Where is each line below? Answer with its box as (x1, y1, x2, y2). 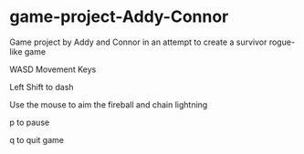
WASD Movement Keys (9, 64, 97, 75)
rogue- (268, 36, 295, 47)
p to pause (9, 117, 50, 128)
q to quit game (9, 134, 64, 145)
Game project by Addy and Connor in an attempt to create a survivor (9, 36, 267, 47)
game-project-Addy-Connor (9, 6, 229, 27)
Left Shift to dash (9, 81, 75, 92)
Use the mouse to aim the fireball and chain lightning (9, 98, 208, 110)
